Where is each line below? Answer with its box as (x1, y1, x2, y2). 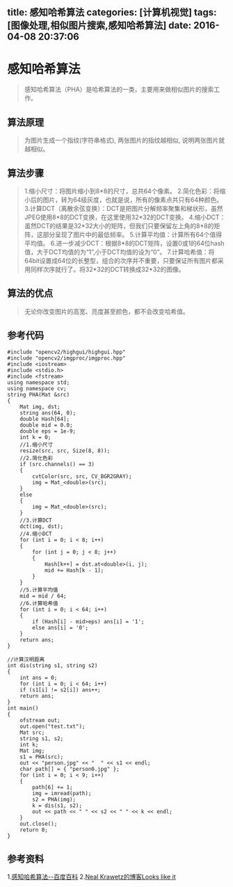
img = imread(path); (32, 790, 92, 797)
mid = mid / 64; (19, 592, 67, 600)
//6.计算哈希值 (19, 600, 58, 607)
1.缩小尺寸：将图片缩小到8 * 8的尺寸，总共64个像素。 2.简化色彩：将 (24, 186, 220, 195)
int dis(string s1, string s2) (7, 662, 98, 669)
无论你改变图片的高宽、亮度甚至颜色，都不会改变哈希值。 (24, 307, 189, 315)
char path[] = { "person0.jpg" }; (19, 765, 120, 772)
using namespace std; (7, 378, 70, 386)
